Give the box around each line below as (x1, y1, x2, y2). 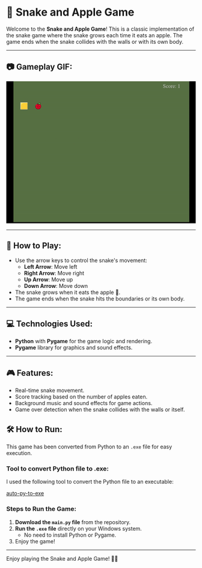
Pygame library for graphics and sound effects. (14, 344, 133, 351)
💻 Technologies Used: (6, 319, 93, 329)
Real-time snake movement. (14, 387, 85, 394)
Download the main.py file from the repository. (14, 518, 131, 525)
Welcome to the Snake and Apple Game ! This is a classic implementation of (6, 25, 194, 32)
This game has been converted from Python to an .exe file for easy (6, 443, 173, 450)
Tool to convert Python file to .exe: (6, 464, 109, 472)
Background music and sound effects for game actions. (14, 400, 153, 407)
